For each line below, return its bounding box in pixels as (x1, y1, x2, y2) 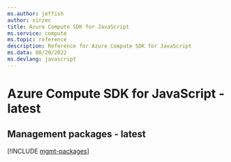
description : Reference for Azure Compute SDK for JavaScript (7, 43, 192, 50)
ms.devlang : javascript (7, 56, 77, 63)
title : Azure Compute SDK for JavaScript (7, 23, 130, 30)
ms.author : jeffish (7, 10, 64, 17)
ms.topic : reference (7, 36, 68, 43)
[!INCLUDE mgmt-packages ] (7, 147, 89, 155)
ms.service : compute (7, 29, 68, 37)
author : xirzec (7, 17, 52, 24)
